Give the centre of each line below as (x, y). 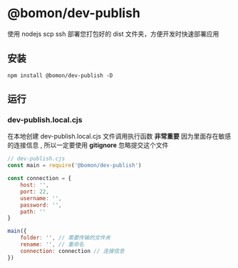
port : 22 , (35, 192)
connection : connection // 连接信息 (72, 251)
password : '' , (41, 205)
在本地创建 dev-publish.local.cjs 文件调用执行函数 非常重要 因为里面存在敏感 (119, 137)
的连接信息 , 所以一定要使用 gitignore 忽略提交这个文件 (88, 145)
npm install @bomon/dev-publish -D (60, 75)
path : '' (33, 212)
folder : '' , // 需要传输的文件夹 (66, 238)
